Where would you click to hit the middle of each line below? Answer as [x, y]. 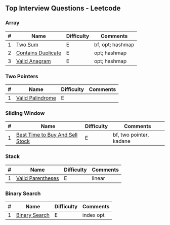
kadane [122, 141]
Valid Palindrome [36, 98]
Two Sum [27, 44]
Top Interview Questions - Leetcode [63, 8]
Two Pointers [22, 76]
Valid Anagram [33, 61]
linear [98, 178]
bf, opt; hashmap [114, 44]
